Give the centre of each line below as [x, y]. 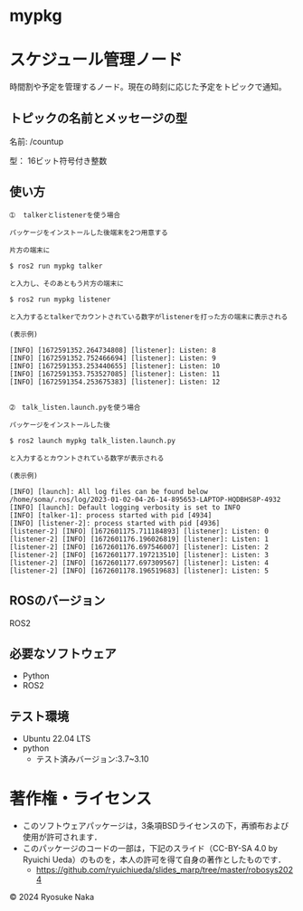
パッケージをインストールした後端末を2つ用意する [89, 232]
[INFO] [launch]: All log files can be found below [109, 491]
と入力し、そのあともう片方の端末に [66, 283]
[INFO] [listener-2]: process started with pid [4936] [115, 523]
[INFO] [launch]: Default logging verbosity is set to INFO [125, 508]
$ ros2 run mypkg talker [56, 266]
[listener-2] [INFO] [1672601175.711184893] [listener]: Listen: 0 [139, 531]
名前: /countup [37, 141]
